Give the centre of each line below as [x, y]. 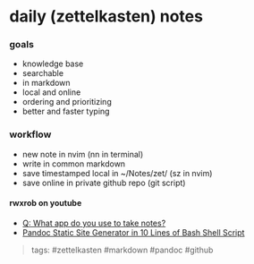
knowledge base [53, 64]
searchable [43, 73]
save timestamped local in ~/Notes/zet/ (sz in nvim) [117, 173]
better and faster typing [66, 111]
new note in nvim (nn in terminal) [83, 154]
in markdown [46, 83]
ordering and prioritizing [67, 102]
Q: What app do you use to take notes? [94, 223]
